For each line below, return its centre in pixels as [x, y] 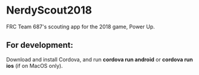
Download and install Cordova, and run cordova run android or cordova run [100, 59]
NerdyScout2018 [49, 10]
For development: [40, 45]
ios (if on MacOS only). [35, 66]
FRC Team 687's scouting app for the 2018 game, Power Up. [80, 27]
